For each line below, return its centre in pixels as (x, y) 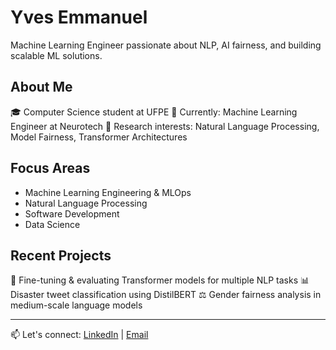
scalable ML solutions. (56, 55)
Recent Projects (61, 255)
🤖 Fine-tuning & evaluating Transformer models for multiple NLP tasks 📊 (160, 280)
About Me (41, 87)
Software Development (72, 213)
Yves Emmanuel (79, 17)
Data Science (52, 224)
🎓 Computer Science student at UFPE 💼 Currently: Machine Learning (154, 112)
